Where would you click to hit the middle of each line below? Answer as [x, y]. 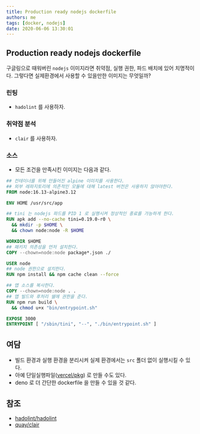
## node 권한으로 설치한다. [36, 269]
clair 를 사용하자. [36, 138]
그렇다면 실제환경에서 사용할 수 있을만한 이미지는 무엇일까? [83, 76]
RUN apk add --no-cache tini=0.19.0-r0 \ [59, 219]
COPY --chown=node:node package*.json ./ [59, 252]
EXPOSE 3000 [21, 319]
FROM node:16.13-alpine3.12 [41, 192]
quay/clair [27, 424]
